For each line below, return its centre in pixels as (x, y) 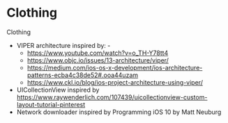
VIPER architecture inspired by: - (63, 45)
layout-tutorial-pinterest (51, 104)
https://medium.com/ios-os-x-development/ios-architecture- (115, 67)
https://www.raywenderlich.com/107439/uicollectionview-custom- (112, 97)
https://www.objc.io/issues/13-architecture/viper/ (98, 60)
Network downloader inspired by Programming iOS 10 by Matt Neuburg (119, 112)
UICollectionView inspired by (58, 90)
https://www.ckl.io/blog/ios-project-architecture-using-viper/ (115, 82)
